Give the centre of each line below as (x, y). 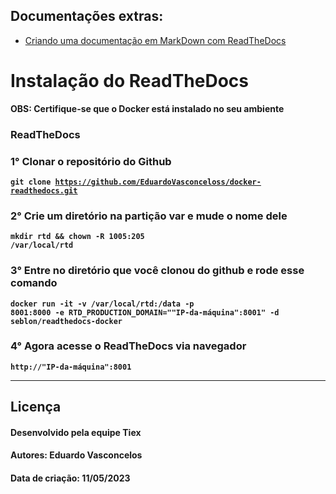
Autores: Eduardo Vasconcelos (76, 455)
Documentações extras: (87, 16)
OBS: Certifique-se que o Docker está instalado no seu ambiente (147, 108)
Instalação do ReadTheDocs (129, 81)
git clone (31, 182)
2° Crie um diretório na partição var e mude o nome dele (149, 216)
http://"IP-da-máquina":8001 (71, 367)
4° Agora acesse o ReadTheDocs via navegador (128, 346)
